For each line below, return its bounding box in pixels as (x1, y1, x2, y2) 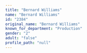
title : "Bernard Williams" (5, 7, 62, 13)
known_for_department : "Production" (5, 26, 82, 31)
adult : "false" (5, 36, 37, 41)
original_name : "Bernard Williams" (5, 21, 80, 27)
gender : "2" (5, 31, 30, 36)
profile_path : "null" (5, 40, 51, 45)
